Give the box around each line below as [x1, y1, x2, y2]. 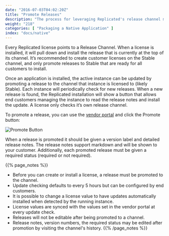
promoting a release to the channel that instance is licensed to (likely [5, 81, 148, 87]
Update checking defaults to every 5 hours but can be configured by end [12, 182, 164, 188]
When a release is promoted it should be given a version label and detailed [5, 136, 160, 142]
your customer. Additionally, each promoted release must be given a [5, 147, 147, 153]
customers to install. [5, 66, 47, 72]
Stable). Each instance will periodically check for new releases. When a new [5, 86, 163, 92]
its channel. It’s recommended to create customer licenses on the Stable [5, 55, 155, 61]
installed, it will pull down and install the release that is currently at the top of [5, 50, 164, 56]
